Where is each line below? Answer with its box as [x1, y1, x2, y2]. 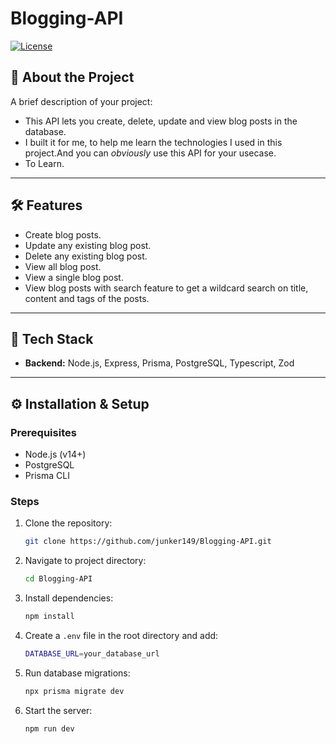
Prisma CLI [24, 470, 70, 482]
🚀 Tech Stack [10, 330, 94, 347]
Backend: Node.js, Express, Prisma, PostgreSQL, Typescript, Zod [24, 357, 295, 369]
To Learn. [24, 157, 65, 169]
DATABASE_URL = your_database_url [24, 648, 160, 659]
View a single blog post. [24, 271, 124, 283]
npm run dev [24, 723, 75, 734]
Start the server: [24, 704, 93, 716]
